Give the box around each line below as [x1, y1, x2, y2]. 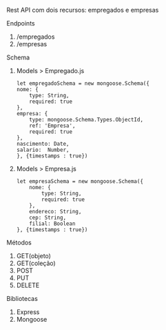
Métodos [6, 238, 32, 246]
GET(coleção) [16, 259, 56, 267]
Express [16, 308, 40, 316]
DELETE [16, 281, 40, 289]
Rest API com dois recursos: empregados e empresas [6, 6, 159, 14]
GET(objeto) [16, 252, 51, 260]
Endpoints [6, 19, 35, 27]
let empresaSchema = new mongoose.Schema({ [16, 178, 144, 185]
